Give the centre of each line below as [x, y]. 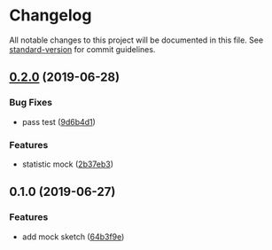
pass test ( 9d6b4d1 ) [58, 121]
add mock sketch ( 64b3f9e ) [73, 237]
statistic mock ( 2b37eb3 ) [67, 164]
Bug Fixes [31, 103]
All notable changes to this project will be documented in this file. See [136, 40]
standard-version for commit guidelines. [82, 49]
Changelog [51, 16]
